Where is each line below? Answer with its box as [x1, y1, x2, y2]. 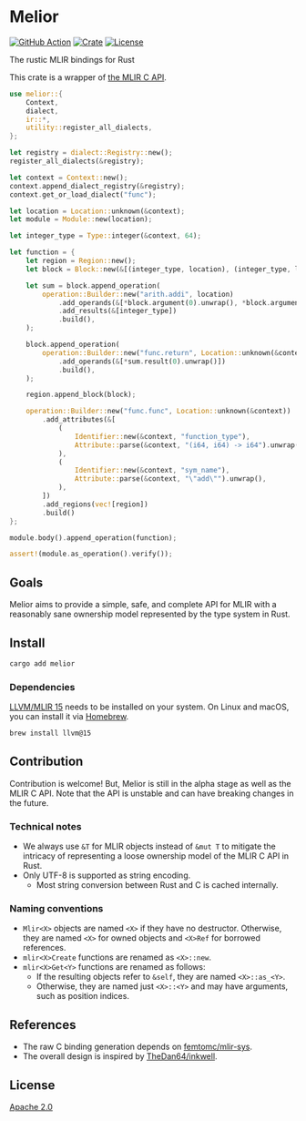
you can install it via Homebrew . [9, 711, 129, 722]
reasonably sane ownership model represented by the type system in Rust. [9, 608, 291, 620]
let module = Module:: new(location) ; [9, 215, 153, 224]
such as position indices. [36, 991, 130, 1002]
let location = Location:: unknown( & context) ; [9, 207, 185, 216]
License [9, 1077, 56, 1093]
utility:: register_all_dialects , [25, 123, 153, 133]
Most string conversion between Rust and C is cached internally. [36, 880, 279, 891]
